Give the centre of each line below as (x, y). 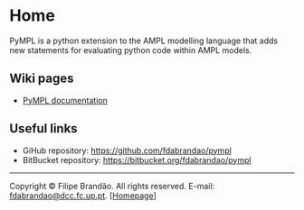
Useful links (44, 128)
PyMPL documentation (65, 100)
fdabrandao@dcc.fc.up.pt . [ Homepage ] (83, 196)
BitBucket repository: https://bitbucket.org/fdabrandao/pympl (137, 160)
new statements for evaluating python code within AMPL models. (131, 50)
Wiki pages (42, 79)
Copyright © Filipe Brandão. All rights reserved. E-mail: (112, 186)
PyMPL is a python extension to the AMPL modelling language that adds (144, 41)
